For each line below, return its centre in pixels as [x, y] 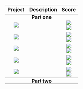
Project [16, 10]
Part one [42, 17]
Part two [42, 81]
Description [43, 10]
